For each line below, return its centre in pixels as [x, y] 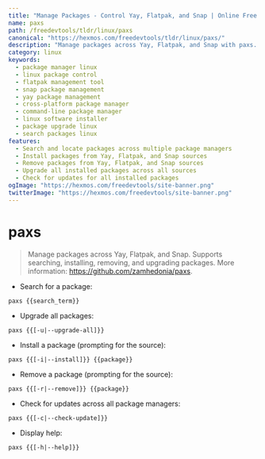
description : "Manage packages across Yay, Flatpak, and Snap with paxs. [133, 45]
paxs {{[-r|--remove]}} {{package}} [69, 389]
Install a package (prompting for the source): [93, 345]
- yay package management [58, 97]
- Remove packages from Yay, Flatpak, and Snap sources [109, 164]
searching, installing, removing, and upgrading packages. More [131, 262]
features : [25, 141]
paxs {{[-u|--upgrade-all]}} [56, 330]
